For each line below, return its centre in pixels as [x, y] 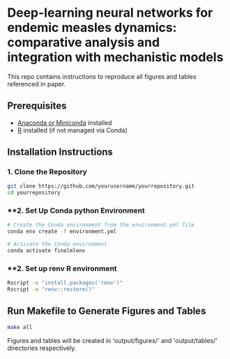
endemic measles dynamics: [92, 28]
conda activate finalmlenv [46, 251]
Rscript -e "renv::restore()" [51, 290]
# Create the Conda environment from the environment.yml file [101, 225]
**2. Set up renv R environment [62, 268]
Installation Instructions [60, 152]
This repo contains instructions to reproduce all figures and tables [102, 76]
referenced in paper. [37, 84]
